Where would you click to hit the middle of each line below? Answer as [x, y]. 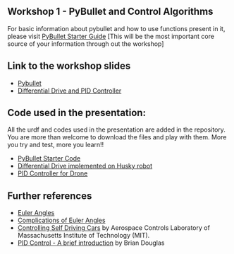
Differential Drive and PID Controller [69, 91]
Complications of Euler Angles [61, 220]
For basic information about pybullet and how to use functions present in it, [116, 28]
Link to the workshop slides [69, 66]
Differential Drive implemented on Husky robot [85, 166]
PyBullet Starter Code [49, 158]
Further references [50, 196]
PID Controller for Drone [53, 173]
